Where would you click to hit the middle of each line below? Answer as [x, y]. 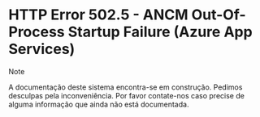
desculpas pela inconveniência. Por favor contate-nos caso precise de [127, 95]
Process [37, 32]
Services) [42, 49]
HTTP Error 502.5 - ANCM [98, 15]
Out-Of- [219, 15]
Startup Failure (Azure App [160, 32]
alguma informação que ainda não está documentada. [99, 104]
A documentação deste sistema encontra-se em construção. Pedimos [126, 87]
